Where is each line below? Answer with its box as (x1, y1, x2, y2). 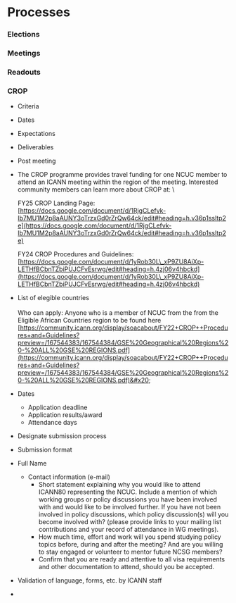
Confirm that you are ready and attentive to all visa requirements (38, 555, 225, 564)
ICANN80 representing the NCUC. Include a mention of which (38, 487, 218, 497)
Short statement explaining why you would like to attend (38, 480, 202, 489)
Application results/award (27, 411, 103, 419)
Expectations (17, 130, 56, 138)
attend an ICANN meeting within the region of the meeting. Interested (17, 178, 218, 187)
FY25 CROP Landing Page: (17, 199, 96, 208)
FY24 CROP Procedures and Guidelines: (17, 250, 134, 259)
